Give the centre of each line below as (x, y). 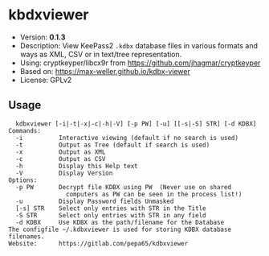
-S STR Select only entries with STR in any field (111, 215)
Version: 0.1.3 (43, 37)
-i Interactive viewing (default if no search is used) (127, 138)
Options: (23, 180)
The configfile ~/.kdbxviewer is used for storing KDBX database (120, 229)
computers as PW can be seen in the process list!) (154, 194)
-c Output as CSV (61, 159)
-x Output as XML (61, 152)
